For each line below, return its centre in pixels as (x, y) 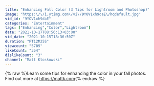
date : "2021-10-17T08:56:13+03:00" (41, 32)
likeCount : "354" (23, 50)
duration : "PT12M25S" (27, 42)
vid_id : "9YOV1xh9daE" (28, 19)
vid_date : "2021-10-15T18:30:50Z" (40, 37)
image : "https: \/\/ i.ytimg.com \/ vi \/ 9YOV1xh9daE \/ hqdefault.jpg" (73, 14)
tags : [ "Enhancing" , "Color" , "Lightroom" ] (48, 28)
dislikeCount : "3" (24, 55)
